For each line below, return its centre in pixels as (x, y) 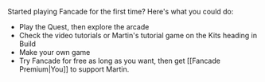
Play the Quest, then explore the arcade (84, 27)
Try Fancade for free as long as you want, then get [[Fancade (119, 61)
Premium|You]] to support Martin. (74, 69)
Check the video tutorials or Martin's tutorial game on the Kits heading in (138, 35)
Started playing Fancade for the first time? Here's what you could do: (121, 12)
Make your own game (55, 52)
